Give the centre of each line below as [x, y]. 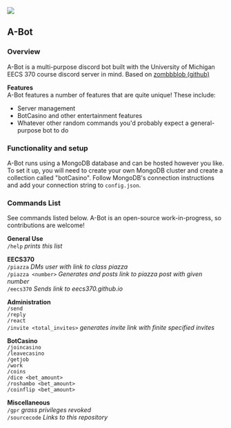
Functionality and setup [48, 148]
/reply [17, 315]
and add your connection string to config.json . [74, 185]
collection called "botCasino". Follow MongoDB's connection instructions [111, 177]
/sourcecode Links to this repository [58, 418]
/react [17, 321]
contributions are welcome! [46, 225]
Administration [29, 302]
